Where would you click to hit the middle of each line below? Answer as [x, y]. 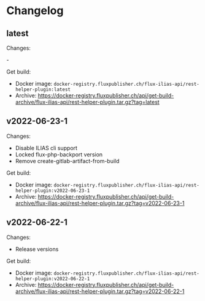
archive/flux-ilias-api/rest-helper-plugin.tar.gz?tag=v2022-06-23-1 [100, 203]
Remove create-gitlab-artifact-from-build [67, 161]
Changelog [35, 11]
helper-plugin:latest [43, 90]
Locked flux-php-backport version [59, 154]
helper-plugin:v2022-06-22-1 [52, 279]
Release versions [37, 249]
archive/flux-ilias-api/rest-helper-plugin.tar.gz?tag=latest [87, 102]
